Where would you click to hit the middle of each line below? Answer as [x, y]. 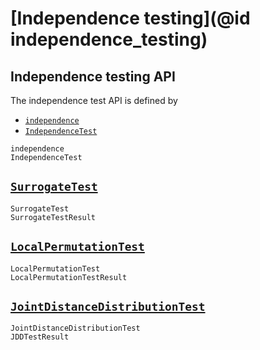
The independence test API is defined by [94, 100]
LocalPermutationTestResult [69, 277]
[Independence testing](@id [130, 18]
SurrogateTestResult [53, 217]
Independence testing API [93, 76]
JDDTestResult [40, 337]
